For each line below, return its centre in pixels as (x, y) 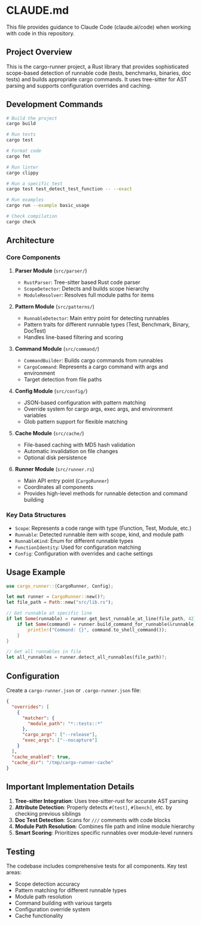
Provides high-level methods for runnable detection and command (106, 493)
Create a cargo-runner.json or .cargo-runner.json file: (74, 691)
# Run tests (21, 135)
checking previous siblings (48, 814)
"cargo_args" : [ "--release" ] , (60, 735)
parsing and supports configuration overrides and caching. (79, 86)
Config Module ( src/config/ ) (51, 391)
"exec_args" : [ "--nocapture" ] (60, 740)
